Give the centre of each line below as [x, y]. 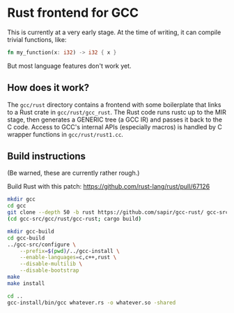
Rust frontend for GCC [73, 13]
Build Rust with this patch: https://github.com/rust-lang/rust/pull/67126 [109, 187]
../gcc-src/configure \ [42, 245]
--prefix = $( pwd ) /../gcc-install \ [70, 251]
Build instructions [46, 156]
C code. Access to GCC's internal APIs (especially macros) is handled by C [115, 126]
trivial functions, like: [37, 39]
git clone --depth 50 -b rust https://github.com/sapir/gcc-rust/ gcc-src [118, 212]
